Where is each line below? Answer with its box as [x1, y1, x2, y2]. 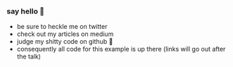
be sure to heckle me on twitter [16, 23, 108, 31]
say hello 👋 [6, 6, 45, 16]
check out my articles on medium [16, 30, 114, 38]
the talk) [16, 52, 42, 61]
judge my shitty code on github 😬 [16, 37, 113, 46]
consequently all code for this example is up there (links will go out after [16, 45, 226, 54]
